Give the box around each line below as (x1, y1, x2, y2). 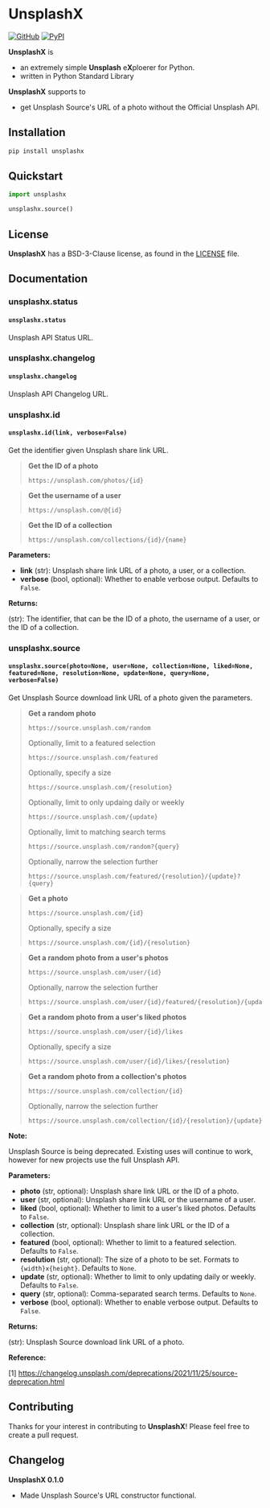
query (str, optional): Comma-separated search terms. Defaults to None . (19, 1288, 257, 1298)
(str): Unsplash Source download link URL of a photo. (8, 1337, 185, 1346)
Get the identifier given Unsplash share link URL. (8, 445, 169, 455)
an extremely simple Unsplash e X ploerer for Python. (19, 62, 195, 72)
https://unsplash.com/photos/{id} (27, 476, 144, 484)
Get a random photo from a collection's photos (27, 1071, 187, 1081)
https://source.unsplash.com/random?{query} (27, 843, 180, 851)
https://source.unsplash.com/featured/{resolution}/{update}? (27, 872, 241, 880)
